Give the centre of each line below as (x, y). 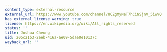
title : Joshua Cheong (28, 33)
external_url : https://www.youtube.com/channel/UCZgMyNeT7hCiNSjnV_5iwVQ (84, 14)
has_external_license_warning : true (43, 19)
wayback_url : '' (22, 42)
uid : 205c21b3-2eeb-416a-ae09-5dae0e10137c (51, 38)
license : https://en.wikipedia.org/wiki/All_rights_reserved (70, 24)
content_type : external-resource (40, 10)
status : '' (16, 28)
